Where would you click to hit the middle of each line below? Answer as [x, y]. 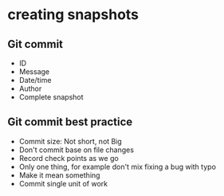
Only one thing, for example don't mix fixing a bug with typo [118, 167]
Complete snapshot [51, 97]
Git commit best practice [70, 122]
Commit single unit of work [63, 183]
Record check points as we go [69, 158]
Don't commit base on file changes [77, 150]
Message [34, 72]
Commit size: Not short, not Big [71, 141]
